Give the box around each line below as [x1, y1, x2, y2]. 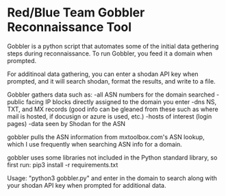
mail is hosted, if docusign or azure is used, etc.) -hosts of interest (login [7, 112, 212, 121]
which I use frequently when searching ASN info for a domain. [7, 140, 183, 148]
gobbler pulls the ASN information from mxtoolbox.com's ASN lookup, [7, 132, 205, 141]
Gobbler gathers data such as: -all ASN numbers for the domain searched [7, 90, 215, 99]
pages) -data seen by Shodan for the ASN [7, 119, 125, 127]
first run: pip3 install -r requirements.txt [7, 160, 118, 169]
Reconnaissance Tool [7, 19, 132, 35]
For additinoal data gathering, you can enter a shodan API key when [7, 70, 199, 78]
